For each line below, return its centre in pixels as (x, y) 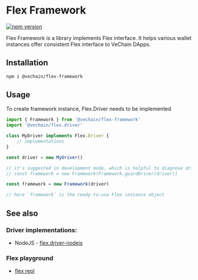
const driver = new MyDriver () (44, 157)
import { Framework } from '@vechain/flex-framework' (74, 120)
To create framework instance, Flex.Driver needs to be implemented (89, 109)
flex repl (24, 271)
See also (22, 213)
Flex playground (30, 258)
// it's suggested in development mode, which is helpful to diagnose (95, 168)
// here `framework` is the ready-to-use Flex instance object (85, 195)
